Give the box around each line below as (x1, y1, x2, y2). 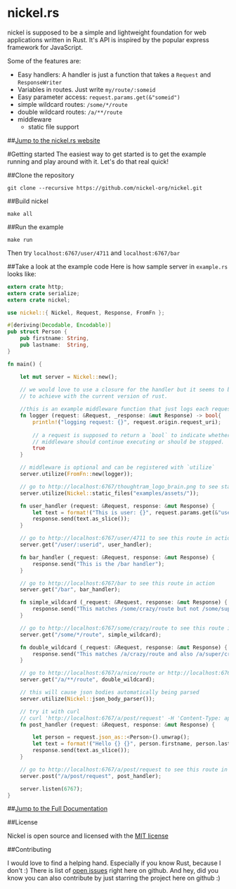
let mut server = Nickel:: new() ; (20, 373, 118, 380)
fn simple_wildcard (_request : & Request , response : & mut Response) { (20, 599, 228, 606)
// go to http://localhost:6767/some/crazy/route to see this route (20, 624, 225, 632)
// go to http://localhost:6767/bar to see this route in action (20, 580, 216, 587)
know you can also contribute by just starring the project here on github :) (7, 874, 221, 883)
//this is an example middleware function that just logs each (20, 405, 209, 413)
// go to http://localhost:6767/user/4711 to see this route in (20, 535, 212, 542)
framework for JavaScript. (7, 43, 83, 51)
